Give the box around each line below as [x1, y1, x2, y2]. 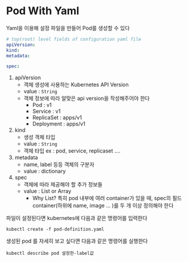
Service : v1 [32, 108, 61, 115]
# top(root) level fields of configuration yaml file [6, 36, 142, 42]
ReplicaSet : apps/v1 [32, 114, 82, 121]
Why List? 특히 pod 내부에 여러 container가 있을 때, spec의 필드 [32, 195, 182, 202]
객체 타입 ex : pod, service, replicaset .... [23, 147, 121, 154]
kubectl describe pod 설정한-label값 [6, 250, 95, 257]
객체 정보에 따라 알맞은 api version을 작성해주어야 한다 [23, 95, 150, 102]
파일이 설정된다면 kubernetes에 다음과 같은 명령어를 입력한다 [6, 215, 148, 222]
